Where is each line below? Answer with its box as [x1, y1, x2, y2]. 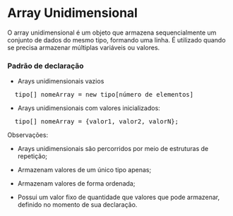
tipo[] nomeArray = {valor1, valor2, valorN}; [14, 118, 179, 126]
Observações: [7, 131, 48, 139]
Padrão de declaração [7, 61, 84, 71]
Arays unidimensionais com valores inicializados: [17, 104, 160, 112]
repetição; [17, 152, 48, 160]
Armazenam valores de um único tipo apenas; [17, 166, 152, 174]
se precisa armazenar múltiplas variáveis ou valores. [7, 43, 160, 52]
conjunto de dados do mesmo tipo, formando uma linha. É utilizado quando [7, 35, 226, 44]
